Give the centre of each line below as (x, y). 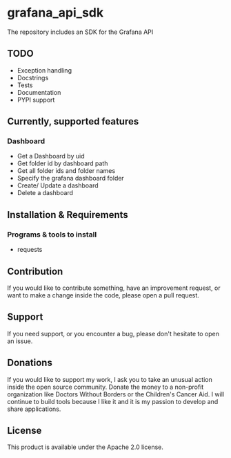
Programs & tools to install (52, 235)
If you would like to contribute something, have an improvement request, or (114, 288)
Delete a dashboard (45, 193)
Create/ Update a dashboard (58, 185)
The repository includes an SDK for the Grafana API (80, 32)
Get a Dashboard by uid (51, 156)
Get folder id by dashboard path (62, 163)
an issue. (20, 341)
